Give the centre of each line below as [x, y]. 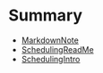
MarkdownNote [50, 40]
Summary [45, 16]
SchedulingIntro [51, 59]
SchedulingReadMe [58, 49]
